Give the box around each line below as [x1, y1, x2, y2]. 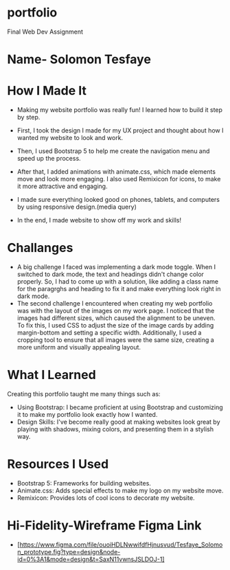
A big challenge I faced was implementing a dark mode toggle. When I [16, 263, 216, 271]
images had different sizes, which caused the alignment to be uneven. [16, 314, 216, 322]
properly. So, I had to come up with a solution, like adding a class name [16, 277, 218, 286]
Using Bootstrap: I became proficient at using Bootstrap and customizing [16, 403, 223, 411]
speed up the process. [16, 155, 81, 163]
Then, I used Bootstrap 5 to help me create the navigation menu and [16, 147, 210, 155]
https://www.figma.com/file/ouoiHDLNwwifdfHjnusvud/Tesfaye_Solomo [19, 540, 223, 549]
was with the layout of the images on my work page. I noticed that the [16, 307, 215, 315]
